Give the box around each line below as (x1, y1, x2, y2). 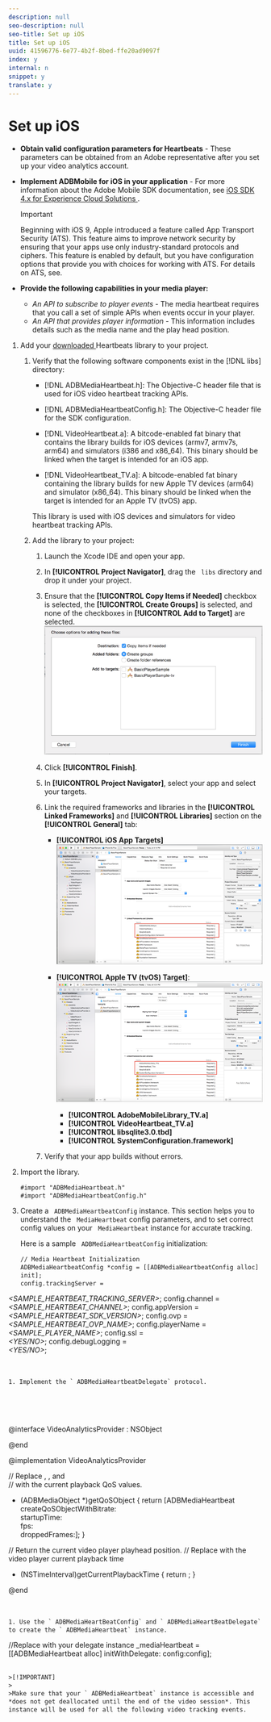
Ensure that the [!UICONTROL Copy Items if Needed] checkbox (44, 591, 257, 600)
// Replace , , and (8, 1471, 65, 1481)
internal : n (8, 65, 48, 73)
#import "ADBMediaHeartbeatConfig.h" (19, 1192, 148, 1200)
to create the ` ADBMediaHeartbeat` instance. (8, 1626, 168, 1634)
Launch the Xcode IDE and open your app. (44, 551, 186, 561)
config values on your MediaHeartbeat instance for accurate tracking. (19, 1223, 252, 1233)
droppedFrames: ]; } (19, 1530, 85, 1540)
